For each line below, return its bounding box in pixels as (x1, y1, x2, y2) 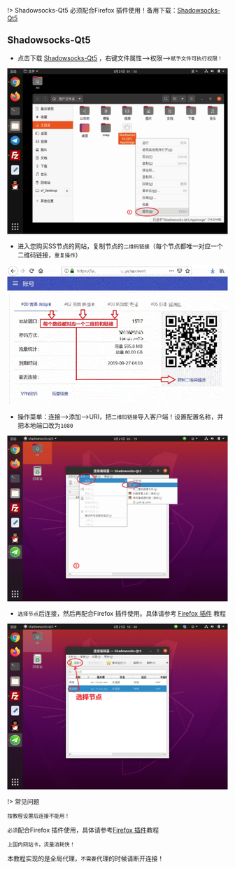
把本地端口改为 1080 (17, 421, 73, 429)
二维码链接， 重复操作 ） (17, 250, 82, 259)
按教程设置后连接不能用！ (7, 812, 70, 819)
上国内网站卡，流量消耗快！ (7, 841, 76, 848)
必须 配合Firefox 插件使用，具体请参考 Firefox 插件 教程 (7, 826, 159, 834)
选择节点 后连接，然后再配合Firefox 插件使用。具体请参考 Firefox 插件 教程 (17, 609, 226, 617)
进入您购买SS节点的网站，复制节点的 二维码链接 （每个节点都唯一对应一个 (17, 241, 224, 250)
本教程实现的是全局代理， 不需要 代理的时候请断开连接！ (7, 854, 164, 863)
